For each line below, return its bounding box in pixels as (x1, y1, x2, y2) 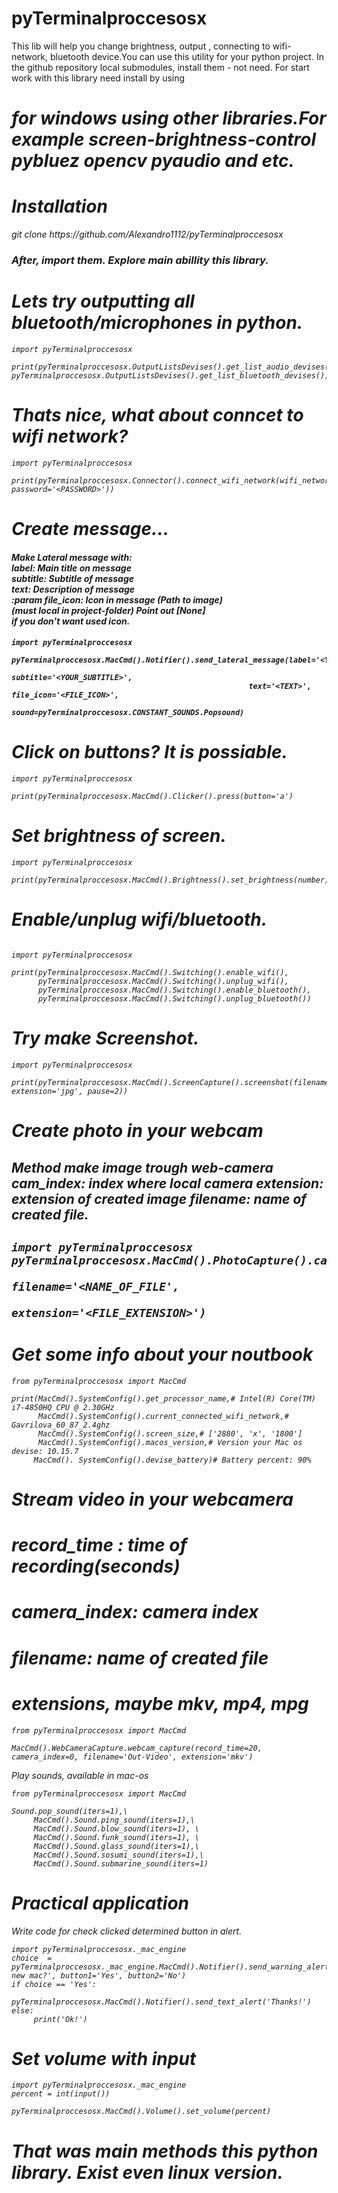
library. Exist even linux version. (11, 2161, 284, 2184)
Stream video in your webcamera (11, 1488, 294, 1511)
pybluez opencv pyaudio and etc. (11, 150, 295, 172)
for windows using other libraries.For (11, 107, 327, 130)
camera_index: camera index (11, 1601, 259, 1624)
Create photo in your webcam (11, 1120, 264, 1142)
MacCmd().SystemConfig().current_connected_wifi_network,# (37, 1411, 289, 1421)
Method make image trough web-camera (11, 1159, 274, 1176)
